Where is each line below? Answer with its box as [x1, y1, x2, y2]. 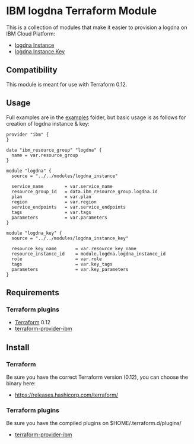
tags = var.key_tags [11, 261, 113, 267]
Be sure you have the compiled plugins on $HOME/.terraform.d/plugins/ [6, 420, 182, 427]
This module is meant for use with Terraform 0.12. [6, 81, 128, 88]
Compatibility [6, 65, 58, 75]
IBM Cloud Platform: [6, 30, 55, 37]
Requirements [6, 288, 59, 298]
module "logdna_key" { [6, 230, 62, 236]
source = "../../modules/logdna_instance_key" [11, 235, 129, 241]
